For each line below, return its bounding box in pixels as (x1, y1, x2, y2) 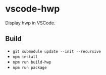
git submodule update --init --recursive (12, 49, 101, 54)
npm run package (12, 65, 47, 70)
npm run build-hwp (12, 59, 51, 65)
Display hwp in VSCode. (5, 20, 56, 26)
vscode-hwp (5, 3, 60, 15)
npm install (12, 54, 38, 59)
